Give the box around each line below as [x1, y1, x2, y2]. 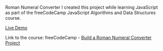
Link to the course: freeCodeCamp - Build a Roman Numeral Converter [5, 35, 152, 40]
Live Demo [5, 25, 28, 31]
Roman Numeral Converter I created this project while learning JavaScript [5, 5, 158, 10]
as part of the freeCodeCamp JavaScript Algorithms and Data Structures [5, 10, 156, 16]
